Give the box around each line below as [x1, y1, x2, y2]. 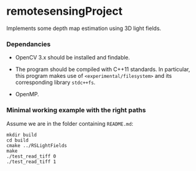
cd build [6, 137, 29, 143]
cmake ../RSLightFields [6, 142, 68, 148]
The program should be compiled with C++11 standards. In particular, [15, 66, 190, 73]
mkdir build [6, 132, 37, 138]
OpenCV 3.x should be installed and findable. [15, 54, 130, 61]
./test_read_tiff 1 [6, 158, 57, 165]
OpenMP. [15, 91, 39, 98]
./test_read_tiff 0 [6, 153, 57, 159]
